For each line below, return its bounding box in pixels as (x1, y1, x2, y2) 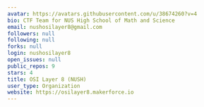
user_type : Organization (7, 82, 80, 89)
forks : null (7, 43, 42, 50)
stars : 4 (7, 69, 33, 76)
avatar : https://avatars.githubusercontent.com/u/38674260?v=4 (7, 10, 198, 18)
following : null (7, 37, 55, 44)
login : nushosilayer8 (7, 50, 71, 57)
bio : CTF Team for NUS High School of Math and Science (7, 17, 175, 24)
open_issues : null (7, 56, 61, 63)
